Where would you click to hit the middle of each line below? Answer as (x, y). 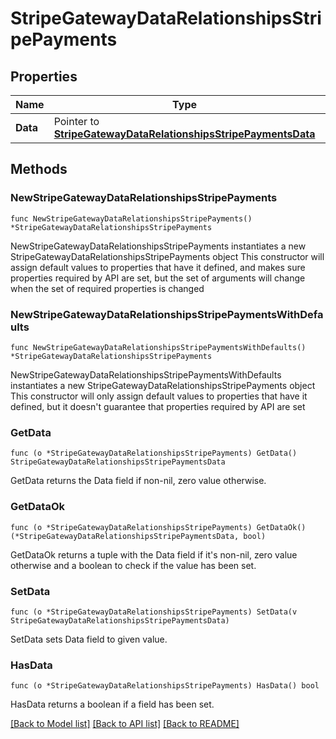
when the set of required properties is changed (107, 288)
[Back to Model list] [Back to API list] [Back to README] (125, 724)
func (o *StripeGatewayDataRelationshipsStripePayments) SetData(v (154, 612)
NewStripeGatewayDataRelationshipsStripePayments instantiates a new (158, 246)
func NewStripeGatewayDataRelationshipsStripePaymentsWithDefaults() (158, 347)
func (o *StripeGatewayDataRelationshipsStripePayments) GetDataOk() (158, 527)
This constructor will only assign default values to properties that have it (159, 396)
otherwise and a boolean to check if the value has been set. (133, 565)
